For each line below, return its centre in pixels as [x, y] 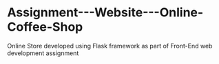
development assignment [43, 53]
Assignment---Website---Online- [105, 13]
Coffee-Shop [45, 27]
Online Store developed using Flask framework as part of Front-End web [110, 46]
